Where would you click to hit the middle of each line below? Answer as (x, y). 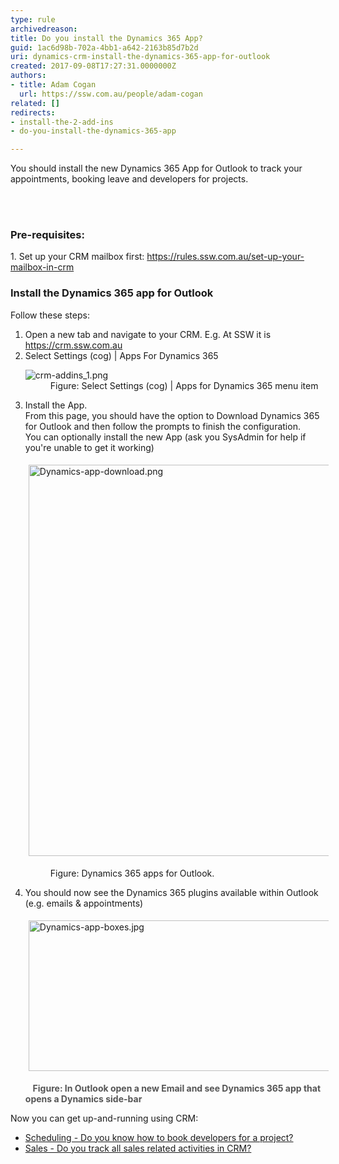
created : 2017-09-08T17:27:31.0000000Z (93, 66)
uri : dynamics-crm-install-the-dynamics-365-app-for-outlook (140, 57)
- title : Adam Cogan (53, 85)
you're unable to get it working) (89, 447)
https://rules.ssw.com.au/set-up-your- (225, 257)
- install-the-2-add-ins (62, 122)
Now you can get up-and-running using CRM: (104, 1118)
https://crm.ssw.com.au (73, 345)
